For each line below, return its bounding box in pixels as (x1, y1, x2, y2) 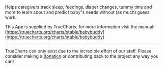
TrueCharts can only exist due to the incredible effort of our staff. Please (5, 48, 152, 54)
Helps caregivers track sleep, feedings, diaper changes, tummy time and (5, 4, 152, 10)
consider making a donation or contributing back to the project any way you (5, 53, 159, 59)
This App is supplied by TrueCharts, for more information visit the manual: (5, 24, 155, 30)
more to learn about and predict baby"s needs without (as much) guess (5, 9, 150, 15)
